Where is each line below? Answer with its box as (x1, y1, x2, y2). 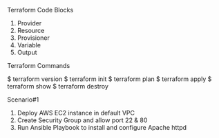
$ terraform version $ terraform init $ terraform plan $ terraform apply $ (7, 75, 212, 83)
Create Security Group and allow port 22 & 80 (17, 116, 148, 124)
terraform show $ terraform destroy (7, 82, 109, 90)
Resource (17, 27, 45, 34)
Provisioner (17, 34, 50, 42)
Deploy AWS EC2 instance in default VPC (17, 109, 135, 117)
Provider (17, 19, 42, 27)
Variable (17, 41, 41, 49)
